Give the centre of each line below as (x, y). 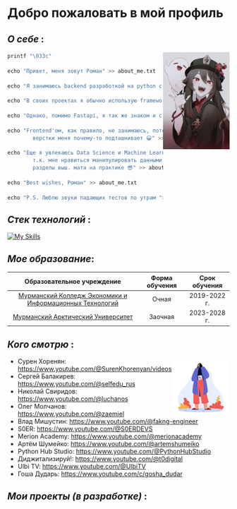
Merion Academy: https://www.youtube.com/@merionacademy (110, 436)
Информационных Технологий (73, 303)
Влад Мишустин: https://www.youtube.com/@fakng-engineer (108, 421)
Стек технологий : (49, 219)
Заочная (162, 316)
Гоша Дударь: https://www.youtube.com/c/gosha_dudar (100, 474)
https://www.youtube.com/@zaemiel (71, 414)
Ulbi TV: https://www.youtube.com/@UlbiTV (81, 467)
